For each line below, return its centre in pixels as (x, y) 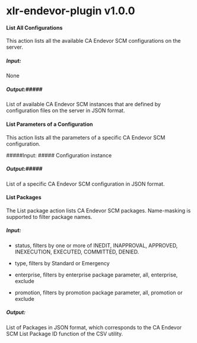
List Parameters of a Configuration (50, 124)
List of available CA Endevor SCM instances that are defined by (84, 104)
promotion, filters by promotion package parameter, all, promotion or (99, 293)
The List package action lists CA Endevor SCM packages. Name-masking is (99, 210)
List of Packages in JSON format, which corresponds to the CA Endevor (94, 327)
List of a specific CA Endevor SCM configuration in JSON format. (85, 184)
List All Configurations (34, 27)
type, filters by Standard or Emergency (62, 263)
